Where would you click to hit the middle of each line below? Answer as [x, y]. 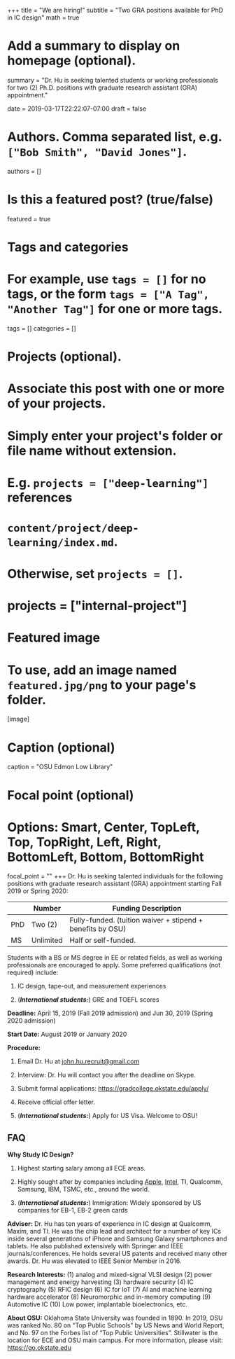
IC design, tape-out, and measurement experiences [92, 986]
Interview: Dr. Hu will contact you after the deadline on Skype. [106, 1075]
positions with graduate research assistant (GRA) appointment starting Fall [114, 884]
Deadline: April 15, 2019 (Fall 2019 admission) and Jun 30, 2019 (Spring [110, 1013]
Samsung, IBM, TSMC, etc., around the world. [83, 1189]
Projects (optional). [65, 357]
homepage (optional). [72, 61]
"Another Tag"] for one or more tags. [115, 309]
